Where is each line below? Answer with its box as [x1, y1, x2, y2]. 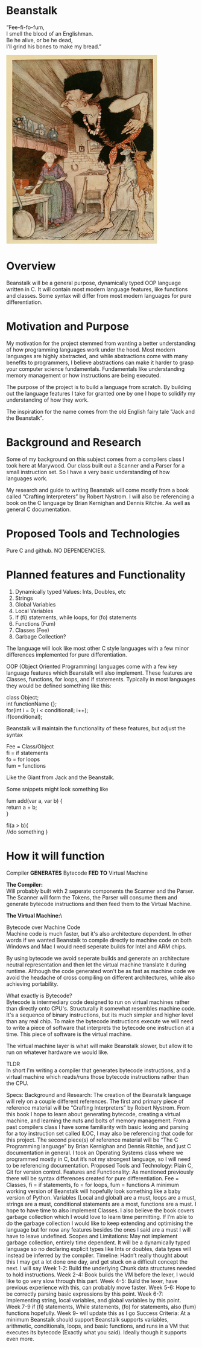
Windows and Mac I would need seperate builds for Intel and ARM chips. [6, 943, 187, 950]
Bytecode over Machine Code [6, 924, 80, 931]
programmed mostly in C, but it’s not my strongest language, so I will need [6, 1155, 191, 1163]
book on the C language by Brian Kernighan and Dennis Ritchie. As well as [6, 499, 191, 506]
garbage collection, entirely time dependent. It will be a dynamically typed [6, 1239, 191, 1246]
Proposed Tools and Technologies [6, 527, 180, 541]
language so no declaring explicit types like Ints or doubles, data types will [6, 1245, 192, 1252]
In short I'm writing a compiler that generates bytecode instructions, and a [6, 1067, 191, 1074]
